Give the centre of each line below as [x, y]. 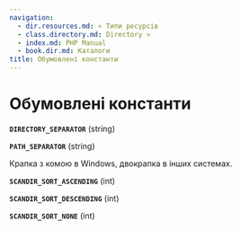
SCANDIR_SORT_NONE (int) [53, 216]
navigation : [31, 18]
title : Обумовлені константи [64, 59]
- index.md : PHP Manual [62, 43]
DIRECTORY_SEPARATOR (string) [62, 128]
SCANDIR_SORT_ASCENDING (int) [62, 181]
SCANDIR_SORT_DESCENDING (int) [64, 198]
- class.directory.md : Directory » [84, 34]
